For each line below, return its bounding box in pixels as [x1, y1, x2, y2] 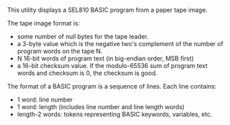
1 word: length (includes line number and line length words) [16, 103, 185, 111]
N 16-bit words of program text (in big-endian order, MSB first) [16, 54, 194, 62]
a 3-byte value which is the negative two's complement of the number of [16, 40, 224, 47]
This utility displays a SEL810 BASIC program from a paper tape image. [7, 6, 208, 14]
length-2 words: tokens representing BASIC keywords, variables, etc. [16, 110, 213, 118]
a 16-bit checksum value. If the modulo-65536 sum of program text [16, 62, 208, 69]
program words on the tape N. [16, 47, 103, 55]
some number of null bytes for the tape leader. [16, 32, 149, 41]
